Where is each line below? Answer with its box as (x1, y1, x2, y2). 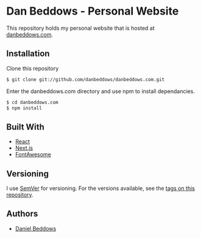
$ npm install (6, 105, 43, 111)
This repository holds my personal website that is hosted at (6, 24, 155, 32)
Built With (6, 122, 44, 132)
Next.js (15, 144, 33, 152)
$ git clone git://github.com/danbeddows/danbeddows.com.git (6, 76, 165, 83)
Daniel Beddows (15, 225, 57, 232)
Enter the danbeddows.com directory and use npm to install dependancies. (6, 87, 195, 95)
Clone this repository (6, 65, 59, 72)
